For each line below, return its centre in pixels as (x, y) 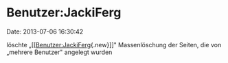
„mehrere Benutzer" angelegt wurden (59, 52)
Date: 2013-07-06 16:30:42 (45, 32)
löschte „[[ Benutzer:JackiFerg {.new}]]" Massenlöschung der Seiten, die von (114, 45)
